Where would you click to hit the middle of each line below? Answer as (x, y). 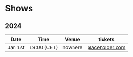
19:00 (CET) (43, 47)
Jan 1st (16, 47)
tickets (106, 40)
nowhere (73, 47)
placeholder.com (106, 47)
